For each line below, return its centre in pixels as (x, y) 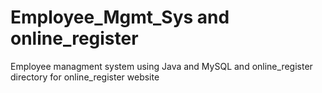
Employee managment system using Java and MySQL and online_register (161, 66)
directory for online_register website (85, 77)
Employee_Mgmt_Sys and (120, 17)
